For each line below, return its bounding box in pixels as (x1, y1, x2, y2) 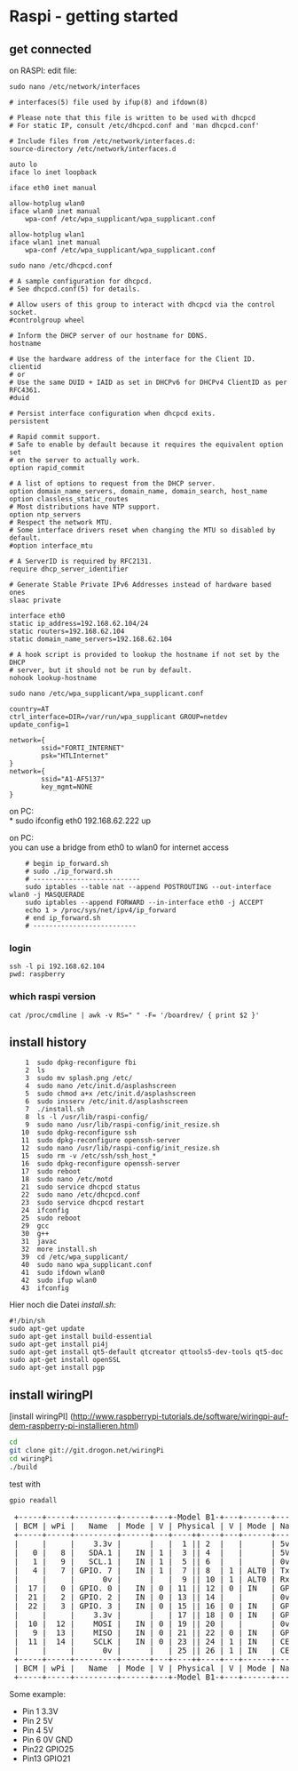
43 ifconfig (20, 1284, 69, 1293)
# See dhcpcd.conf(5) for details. (9, 284, 141, 293)
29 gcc (20, 1222, 50, 1230)
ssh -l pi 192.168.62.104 (9, 962, 105, 971)
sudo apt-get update (9, 1325, 86, 1334)
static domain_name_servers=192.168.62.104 (9, 635, 173, 644)
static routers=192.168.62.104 (9, 627, 125, 636)
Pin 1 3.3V (21, 1705, 59, 1717)
